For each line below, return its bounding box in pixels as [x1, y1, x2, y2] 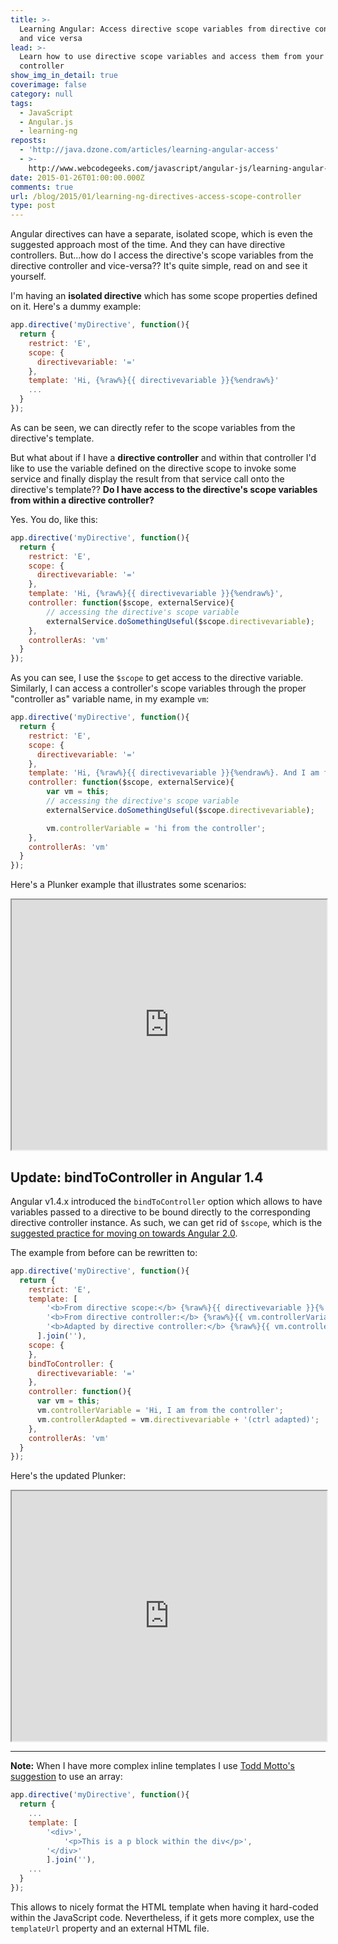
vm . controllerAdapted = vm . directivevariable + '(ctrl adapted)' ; [36, 1414, 320, 1425]
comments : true [10, 182, 74, 192]
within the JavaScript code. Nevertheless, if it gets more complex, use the [10, 1911, 315, 1923]
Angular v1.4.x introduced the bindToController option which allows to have [10, 1195, 323, 1207]
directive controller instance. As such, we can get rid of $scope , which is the [10, 1216, 323, 1228]
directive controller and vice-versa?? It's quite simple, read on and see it [10, 260, 308, 272]
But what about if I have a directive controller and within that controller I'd [10, 451, 317, 463]
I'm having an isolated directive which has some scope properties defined [10, 290, 318, 302]
